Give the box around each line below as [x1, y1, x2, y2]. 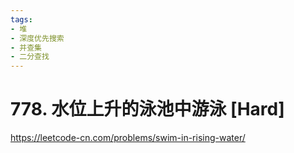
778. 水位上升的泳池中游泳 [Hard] [10, 98, 285, 121]
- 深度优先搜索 [10, 33, 65, 43]
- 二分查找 [10, 52, 50, 62]
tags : [10, 14, 33, 25]
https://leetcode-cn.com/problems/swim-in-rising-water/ [10, 132, 246, 144]
